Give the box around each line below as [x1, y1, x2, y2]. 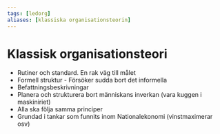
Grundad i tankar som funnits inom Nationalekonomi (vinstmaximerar [17, 113, 213, 121]
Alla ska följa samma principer [17, 105, 103, 113]
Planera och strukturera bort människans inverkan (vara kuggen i [17, 91, 202, 99]
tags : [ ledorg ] [7, 10, 51, 17]
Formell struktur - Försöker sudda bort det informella [17, 76, 168, 85]
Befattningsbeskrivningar [17, 83, 90, 91]
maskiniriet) [17, 98, 51, 107]
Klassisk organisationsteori [7, 46, 168, 62]
